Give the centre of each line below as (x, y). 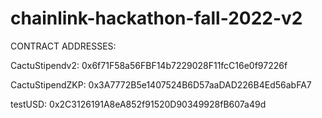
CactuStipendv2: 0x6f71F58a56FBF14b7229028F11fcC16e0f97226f (149, 65)
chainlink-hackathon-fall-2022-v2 (156, 18)
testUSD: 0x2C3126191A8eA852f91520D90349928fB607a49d (138, 104)
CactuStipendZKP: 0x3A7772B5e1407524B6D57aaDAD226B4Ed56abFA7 (161, 84)
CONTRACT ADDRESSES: (63, 46)
